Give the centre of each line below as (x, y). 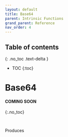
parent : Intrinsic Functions (34, 18)
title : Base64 (19, 14)
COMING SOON (21, 101)
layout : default (21, 9)
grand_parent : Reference (30, 23)
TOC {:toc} (23, 68)
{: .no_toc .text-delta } (27, 59)
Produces (14, 131)
